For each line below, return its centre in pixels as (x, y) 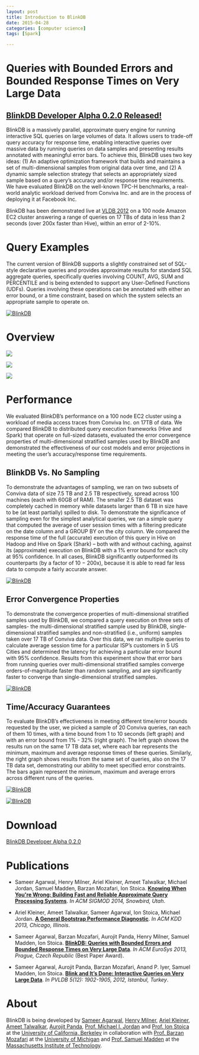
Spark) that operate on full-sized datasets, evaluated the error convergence (99, 435)
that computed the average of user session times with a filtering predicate (96, 525)
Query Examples (48, 248)
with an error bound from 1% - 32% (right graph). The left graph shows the (97, 740)
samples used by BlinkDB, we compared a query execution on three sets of (98, 620)
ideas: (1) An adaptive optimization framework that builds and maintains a (96, 162)
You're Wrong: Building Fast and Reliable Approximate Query (91, 895)
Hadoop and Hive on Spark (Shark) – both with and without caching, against (99, 544)
